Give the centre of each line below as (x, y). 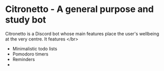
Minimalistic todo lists (35, 48)
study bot (26, 20)
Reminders (24, 59)
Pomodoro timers (30, 54)
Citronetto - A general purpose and (79, 9)
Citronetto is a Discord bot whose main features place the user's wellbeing (82, 33)
